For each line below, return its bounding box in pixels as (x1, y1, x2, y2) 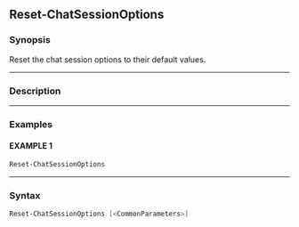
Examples (9, 118, 53, 130)
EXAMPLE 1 (9, 140, 53, 150)
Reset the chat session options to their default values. (9, 53, 206, 65)
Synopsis (9, 34, 51, 46)
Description (9, 85, 61, 97)
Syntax (9, 189, 41, 201)
